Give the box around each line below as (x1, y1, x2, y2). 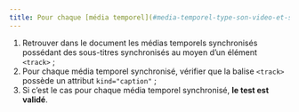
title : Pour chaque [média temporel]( (9, 12, 153, 22)
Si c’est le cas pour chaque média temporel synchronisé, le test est (21, 84, 270, 95)
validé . (21, 94, 48, 105)
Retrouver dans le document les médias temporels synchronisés (21, 37, 258, 48)
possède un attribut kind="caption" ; (21, 75, 158, 85)
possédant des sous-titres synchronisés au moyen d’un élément (21, 46, 258, 58)
